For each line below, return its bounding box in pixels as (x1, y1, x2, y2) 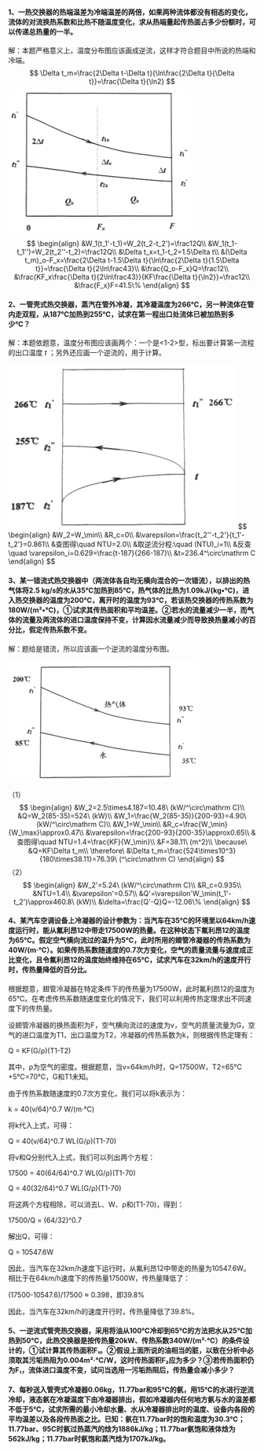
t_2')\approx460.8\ (13, 897, 75, 906)
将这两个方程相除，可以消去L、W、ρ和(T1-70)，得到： (8, 1199, 185, 1209)
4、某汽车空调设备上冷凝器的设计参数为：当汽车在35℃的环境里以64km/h (8, 916, 249, 925)
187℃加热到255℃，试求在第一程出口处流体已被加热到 (49, 309, 228, 318)
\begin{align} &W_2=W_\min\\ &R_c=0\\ (8, 531, 134, 540)
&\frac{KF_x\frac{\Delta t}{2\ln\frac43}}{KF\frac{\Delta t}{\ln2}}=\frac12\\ (13, 272, 251, 282)
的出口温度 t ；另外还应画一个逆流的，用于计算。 (8, 348, 167, 358)
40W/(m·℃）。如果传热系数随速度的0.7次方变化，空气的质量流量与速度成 (8, 946, 247, 955)
